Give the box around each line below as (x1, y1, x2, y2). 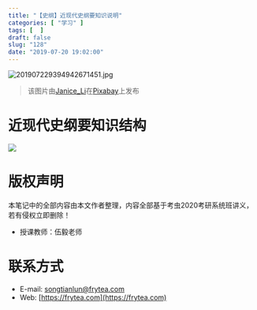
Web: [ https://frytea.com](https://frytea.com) (19, 293, 167, 302)
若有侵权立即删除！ (8, 210, 71, 219)
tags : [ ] (8, 26, 44, 34)
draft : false (8, 33, 51, 42)
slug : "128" (8, 41, 47, 49)
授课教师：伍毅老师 (19, 226, 83, 237)
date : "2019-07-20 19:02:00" (8, 48, 104, 56)
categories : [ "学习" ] (8, 19, 84, 27)
